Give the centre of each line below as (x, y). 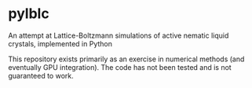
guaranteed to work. (41, 75)
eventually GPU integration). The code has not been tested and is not (120, 67)
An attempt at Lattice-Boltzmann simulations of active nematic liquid (119, 35)
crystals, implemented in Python (60, 43)
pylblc (29, 14)
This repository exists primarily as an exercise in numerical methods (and (126, 59)
